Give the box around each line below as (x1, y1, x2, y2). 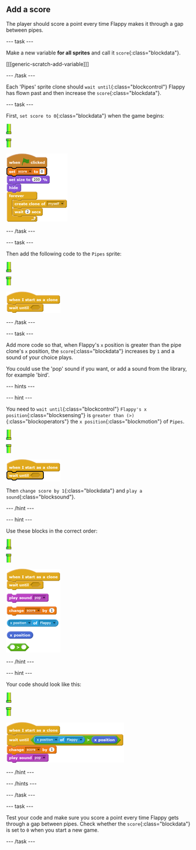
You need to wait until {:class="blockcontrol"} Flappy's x (6, 405, 147, 412)
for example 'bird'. (6, 371, 50, 378)
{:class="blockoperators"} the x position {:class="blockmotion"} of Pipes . (6, 418, 185, 425)
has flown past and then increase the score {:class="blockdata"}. (6, 89, 162, 96)
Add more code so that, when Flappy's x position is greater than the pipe (6, 341, 181, 348)
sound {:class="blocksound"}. (6, 493, 76, 500)
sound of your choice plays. (6, 354, 73, 361)
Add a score (6, 5, 51, 15)
